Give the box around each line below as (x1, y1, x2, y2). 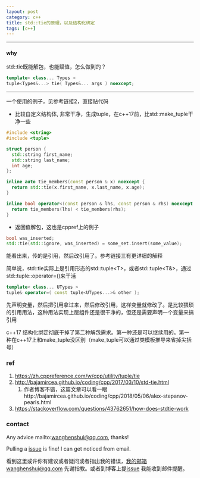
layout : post (6, 8, 39, 15)
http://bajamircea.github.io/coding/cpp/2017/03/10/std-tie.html (14, 379, 170, 386)
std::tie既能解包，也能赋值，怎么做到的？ (6, 63, 107, 70)
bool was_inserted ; (6, 235, 55, 241)
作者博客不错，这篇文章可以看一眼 (23, 386, 108, 393)
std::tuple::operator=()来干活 (6, 272, 76, 280)
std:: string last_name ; (11, 157, 70, 163)
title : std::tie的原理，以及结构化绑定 (6, 20, 95, 26)
